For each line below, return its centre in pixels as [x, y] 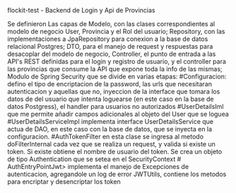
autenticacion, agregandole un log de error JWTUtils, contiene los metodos [117, 174]
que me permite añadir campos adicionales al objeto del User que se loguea [118, 114]
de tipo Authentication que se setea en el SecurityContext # [94, 159]
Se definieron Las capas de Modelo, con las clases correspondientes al [111, 24]
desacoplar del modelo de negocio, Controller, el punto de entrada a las [112, 54]
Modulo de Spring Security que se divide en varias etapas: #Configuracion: [117, 76]
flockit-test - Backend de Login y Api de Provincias [81, 10]
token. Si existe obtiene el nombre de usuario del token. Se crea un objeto [115, 152]
